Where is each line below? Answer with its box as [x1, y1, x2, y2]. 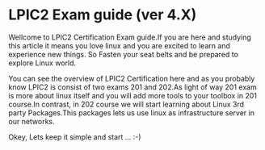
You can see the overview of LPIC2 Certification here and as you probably [8, 73, 255, 83]
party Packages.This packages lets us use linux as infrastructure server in [8, 107, 254, 118]
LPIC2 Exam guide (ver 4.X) [8, 6, 197, 24]
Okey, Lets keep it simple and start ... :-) [8, 131, 141, 142]
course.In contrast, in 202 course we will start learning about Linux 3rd [8, 99, 245, 109]
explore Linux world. [8, 58, 77, 68]
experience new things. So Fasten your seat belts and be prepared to [8, 49, 238, 59]
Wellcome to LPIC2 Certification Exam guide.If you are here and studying [8, 32, 252, 42]
